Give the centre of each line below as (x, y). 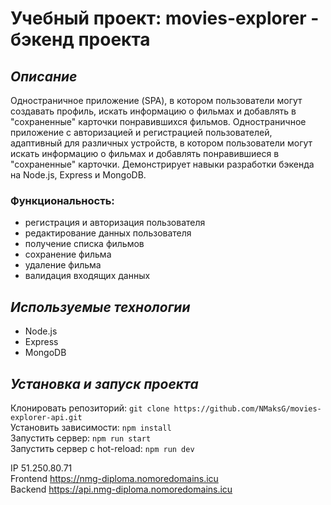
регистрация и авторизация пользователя (115, 223)
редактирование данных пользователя (108, 233)
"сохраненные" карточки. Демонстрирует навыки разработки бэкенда (162, 164)
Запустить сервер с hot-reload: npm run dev (102, 448)
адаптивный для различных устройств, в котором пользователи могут (161, 143)
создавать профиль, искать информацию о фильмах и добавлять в (153, 111)
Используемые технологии (100, 307)
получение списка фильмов (84, 244)
